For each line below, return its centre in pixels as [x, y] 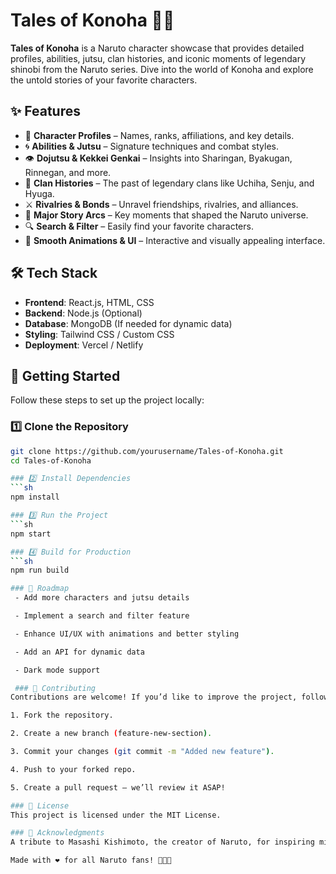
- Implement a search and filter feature [102, 616]
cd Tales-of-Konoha [51, 460]
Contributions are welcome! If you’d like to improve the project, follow [169, 697]
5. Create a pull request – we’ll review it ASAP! [118, 787]
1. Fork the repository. [62, 715]
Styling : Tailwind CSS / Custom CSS [99, 334]
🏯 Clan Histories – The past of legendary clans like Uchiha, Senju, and [169, 183]
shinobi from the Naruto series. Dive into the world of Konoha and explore [162, 69]
